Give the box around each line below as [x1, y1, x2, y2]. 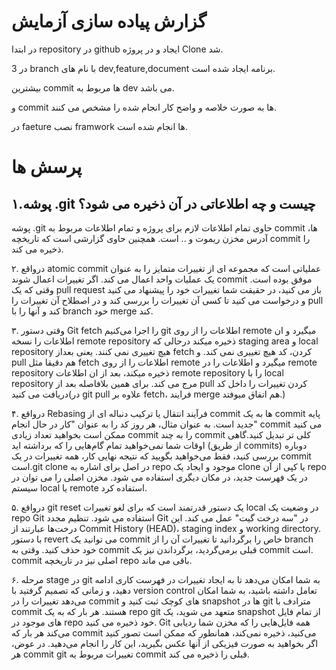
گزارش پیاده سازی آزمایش [11, 10, 207, 33]
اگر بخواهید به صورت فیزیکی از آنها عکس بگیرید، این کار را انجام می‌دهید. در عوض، [11, 637, 319, 649]
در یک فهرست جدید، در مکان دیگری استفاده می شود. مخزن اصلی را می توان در [11, 471, 308, 483]
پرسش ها [11, 156, 83, 179]
